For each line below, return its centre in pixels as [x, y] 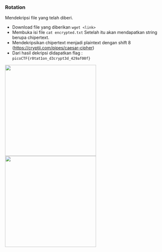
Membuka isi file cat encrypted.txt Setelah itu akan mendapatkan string [85, 33]
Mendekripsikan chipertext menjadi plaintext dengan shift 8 [71, 43]
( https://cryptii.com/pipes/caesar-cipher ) [53, 48]
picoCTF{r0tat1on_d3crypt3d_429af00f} [51, 59]
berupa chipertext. [31, 37]
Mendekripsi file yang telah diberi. [39, 18]
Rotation [15, 7]
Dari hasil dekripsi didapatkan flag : [47, 53]
